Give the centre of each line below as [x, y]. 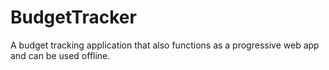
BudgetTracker [73, 17]
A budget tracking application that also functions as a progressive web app [165, 45]
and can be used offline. [60, 55]
